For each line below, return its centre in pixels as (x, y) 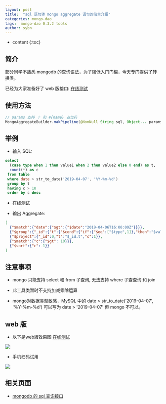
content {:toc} (26, 42)
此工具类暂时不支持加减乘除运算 (45, 290)
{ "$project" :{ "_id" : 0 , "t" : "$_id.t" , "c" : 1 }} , (56, 236)
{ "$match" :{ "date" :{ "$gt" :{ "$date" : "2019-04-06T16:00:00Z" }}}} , (77, 227)
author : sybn (19, 28)
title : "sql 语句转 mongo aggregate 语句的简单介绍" (58, 14)
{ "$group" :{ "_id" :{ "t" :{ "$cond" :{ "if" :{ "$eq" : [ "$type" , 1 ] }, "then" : (81, 232)
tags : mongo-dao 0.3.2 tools (36, 23)
